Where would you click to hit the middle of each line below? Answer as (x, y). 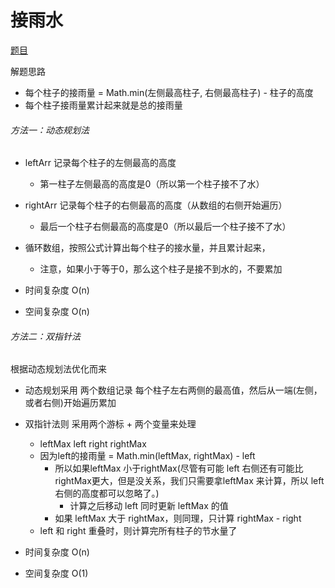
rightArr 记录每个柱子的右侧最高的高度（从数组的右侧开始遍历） (156, 205)
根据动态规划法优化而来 (58, 369)
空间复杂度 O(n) (57, 312)
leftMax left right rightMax (93, 444)
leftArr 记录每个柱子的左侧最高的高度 (100, 163)
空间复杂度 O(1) (56, 573)
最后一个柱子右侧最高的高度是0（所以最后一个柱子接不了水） (165, 227)
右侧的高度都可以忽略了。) (107, 493)
